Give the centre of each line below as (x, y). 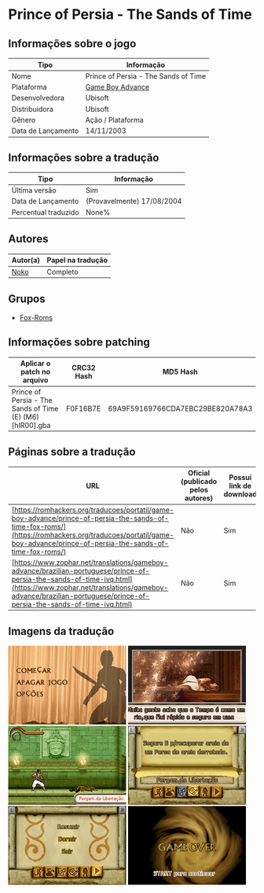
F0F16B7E (83, 408)
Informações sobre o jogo (72, 44)
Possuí (240, 477)
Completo (62, 271)
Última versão (34, 190)
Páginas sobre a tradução (72, 452)
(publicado (199, 482)
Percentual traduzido (46, 212)
